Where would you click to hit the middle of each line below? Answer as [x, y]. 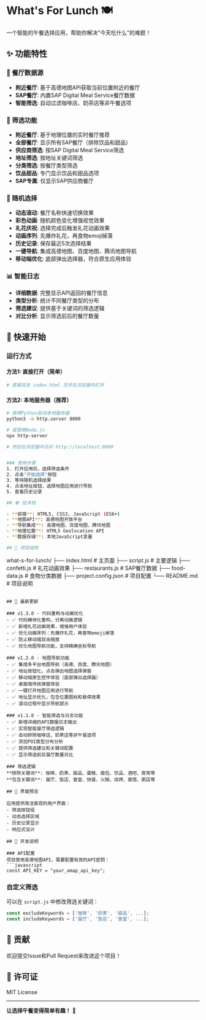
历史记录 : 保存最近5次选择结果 [53, 243]
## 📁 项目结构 [22, 548]
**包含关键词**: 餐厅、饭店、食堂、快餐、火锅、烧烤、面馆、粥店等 [81, 779]
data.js [15, 575]
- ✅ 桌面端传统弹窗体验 [33, 684]
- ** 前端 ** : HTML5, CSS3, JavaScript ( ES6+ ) [63, 514]
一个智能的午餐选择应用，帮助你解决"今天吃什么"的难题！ [79, 33]
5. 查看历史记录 [24, 492]
